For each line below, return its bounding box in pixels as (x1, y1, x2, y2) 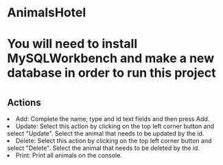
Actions (7, 97, 41, 108)
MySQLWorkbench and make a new (7, 51, 215, 66)
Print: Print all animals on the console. (16, 151, 122, 159)
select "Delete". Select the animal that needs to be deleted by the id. (7, 144, 200, 152)
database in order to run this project (7, 65, 216, 81)
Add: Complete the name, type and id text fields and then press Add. (16, 114, 210, 123)
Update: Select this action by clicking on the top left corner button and (16, 122, 215, 130)
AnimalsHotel (7, 5, 86, 21)
